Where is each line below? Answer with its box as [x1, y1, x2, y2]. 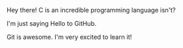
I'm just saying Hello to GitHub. [6, 19, 97, 27]
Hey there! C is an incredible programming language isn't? [6, 6, 176, 14]
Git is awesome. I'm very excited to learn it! [6, 33, 132, 41]
